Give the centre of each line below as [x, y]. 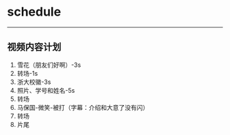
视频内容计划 [34, 47]
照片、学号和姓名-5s [46, 90]
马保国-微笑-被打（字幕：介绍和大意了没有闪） [83, 107]
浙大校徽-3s [34, 82]
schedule [34, 12]
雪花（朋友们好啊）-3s [49, 65]
